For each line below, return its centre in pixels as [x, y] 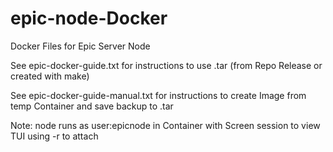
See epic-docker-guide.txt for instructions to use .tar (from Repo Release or [166, 65]
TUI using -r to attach [54, 136]
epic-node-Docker [89, 18]
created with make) [50, 76]
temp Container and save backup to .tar [92, 106]
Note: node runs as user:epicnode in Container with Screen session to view [165, 125]
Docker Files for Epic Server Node [80, 46]
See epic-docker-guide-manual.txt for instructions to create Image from [158, 95]
